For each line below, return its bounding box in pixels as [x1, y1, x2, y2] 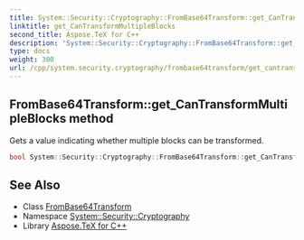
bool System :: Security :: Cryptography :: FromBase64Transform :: [9, 152, 245, 162]
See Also [9, 177, 61, 192]
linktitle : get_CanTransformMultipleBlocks [9, 22, 176, 31]
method [69, 111, 114, 126]
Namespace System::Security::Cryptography [22, 211, 190, 222]
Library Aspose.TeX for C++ [22, 220, 128, 231]
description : [9, 38, 59, 48]
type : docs [9, 47, 51, 56]
